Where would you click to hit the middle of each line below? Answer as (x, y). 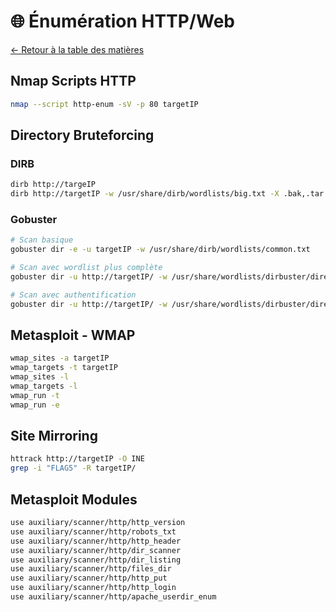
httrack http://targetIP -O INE (77, 459)
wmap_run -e (35, 405)
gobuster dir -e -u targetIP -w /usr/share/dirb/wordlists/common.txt (160, 250)
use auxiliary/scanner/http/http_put (89, 578)
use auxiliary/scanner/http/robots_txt (93, 531)
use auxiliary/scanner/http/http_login (93, 588)
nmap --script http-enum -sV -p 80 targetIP (104, 104)
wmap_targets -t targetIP (64, 368)
